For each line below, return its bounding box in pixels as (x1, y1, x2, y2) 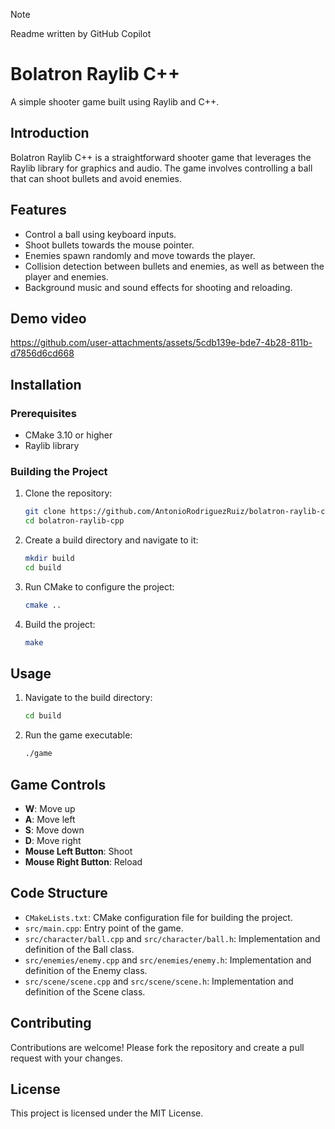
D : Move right (24, 834, 82, 846)
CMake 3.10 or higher (24, 429, 113, 441)
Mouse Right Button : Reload (24, 855, 143, 868)
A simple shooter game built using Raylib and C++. (10, 95, 220, 108)
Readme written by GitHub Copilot (10, 28, 152, 39)
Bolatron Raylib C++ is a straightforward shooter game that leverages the (10, 151, 312, 163)
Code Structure (10, 885, 108, 902)
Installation (10, 376, 82, 393)
